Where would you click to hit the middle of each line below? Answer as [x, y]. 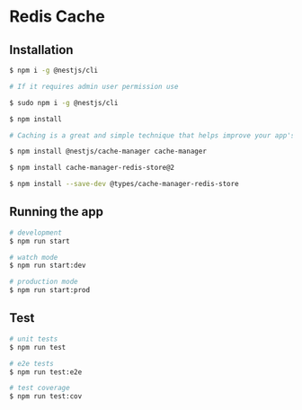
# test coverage [40, 388]
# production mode [44, 282]
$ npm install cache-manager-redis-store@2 [92, 168]
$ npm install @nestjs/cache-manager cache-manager [108, 152]
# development [36, 232]
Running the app [56, 212]
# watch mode [34, 257]
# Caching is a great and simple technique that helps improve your [140, 135]
